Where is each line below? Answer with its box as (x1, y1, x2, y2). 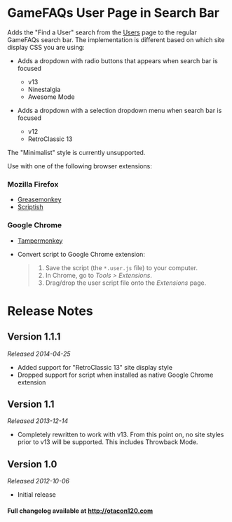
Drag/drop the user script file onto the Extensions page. (45, 279, 207, 287)
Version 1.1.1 (7, 331, 61, 343)
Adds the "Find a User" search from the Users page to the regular (7, 28, 198, 36)
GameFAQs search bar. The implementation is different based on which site (7, 35, 225, 43)
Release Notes (7, 303, 93, 319)
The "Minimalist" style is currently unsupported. (7, 148, 146, 156)
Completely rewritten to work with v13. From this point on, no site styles (17, 430, 224, 439)
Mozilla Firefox (7, 179, 59, 189)
